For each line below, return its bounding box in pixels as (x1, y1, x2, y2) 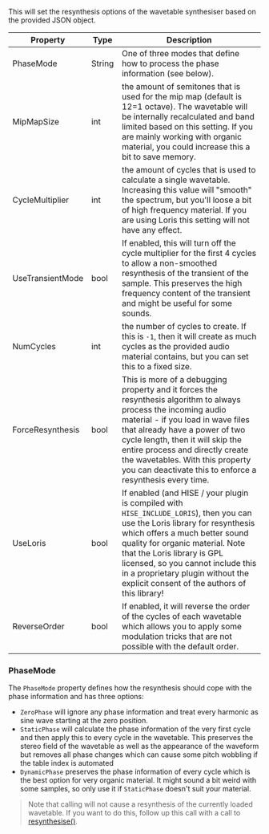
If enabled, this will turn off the (121, 238, 236, 248)
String (90, 58, 114, 69)
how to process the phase (121, 58, 219, 69)
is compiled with (121, 498, 183, 508)
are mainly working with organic (121, 132, 243, 142)
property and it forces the (121, 384, 219, 395)
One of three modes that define (121, 48, 240, 59)
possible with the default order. (121, 641, 239, 652)
